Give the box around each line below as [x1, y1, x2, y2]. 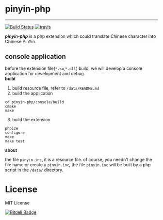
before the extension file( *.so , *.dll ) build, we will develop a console [5, 65, 143, 71]
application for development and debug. [5, 70, 85, 76]
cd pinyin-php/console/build [5, 99, 64, 105]
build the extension [12, 116, 50, 122]
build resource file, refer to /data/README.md [12, 85, 99, 91]
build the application [12, 90, 53, 96]
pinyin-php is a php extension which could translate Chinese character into [5, 33, 156, 39]
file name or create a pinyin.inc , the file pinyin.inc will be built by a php [5, 161, 151, 168]
